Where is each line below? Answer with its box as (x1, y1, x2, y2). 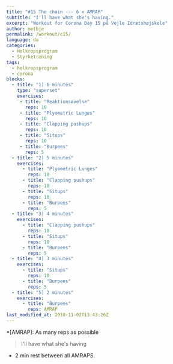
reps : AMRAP (28, 306, 58, 313)
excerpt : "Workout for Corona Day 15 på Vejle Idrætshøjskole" (6, 20, 168, 26)
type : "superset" (17, 88, 61, 94)
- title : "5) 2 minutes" (11, 289, 74, 296)
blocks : (6, 76, 26, 82)
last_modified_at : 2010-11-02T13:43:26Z (6, 312, 109, 318)
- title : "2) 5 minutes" (11, 155, 74, 161)
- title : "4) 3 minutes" (11, 256, 74, 262)
